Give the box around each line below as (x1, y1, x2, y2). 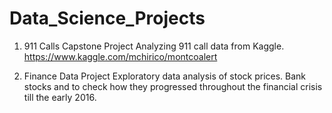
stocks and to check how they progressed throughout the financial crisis (23, 80, 323, 92)
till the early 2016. (23, 91, 97, 103)
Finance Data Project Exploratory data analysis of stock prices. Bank (23, 70, 307, 82)
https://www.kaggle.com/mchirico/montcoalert (23, 50, 218, 62)
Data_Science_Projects (9, 7, 206, 30)
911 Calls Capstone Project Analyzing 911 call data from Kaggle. (23, 40, 285, 52)
